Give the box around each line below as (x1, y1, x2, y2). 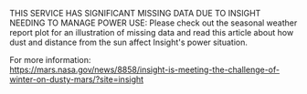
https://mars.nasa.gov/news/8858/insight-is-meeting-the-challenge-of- (9, 64, 281, 75)
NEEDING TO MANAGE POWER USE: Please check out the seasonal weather (9, 17, 298, 28)
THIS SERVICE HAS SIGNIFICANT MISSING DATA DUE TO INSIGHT (9, 8, 261, 18)
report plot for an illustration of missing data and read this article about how (9, 27, 294, 37)
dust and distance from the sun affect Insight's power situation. (9, 37, 249, 47)
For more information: (9, 55, 91, 65)
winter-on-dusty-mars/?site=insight (9, 74, 144, 85)
